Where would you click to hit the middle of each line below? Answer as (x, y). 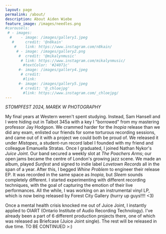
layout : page (19, 10)
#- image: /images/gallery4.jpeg (53, 70)
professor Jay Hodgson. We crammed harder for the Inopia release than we (83, 127)
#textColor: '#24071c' (46, 65)
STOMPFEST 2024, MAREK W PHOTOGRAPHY (53, 107)
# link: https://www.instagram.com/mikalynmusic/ (73, 61)
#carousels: (17, 28)
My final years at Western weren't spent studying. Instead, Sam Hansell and (83, 117)
